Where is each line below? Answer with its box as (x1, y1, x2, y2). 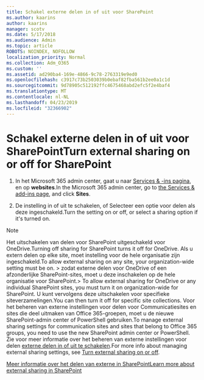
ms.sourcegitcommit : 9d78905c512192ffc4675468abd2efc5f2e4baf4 (6, 83, 171, 89)
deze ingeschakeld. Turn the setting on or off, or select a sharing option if (15, 208, 198, 216)
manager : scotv (6, 26, 45, 32)
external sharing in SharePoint (6, 367, 82, 375)
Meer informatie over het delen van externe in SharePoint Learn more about (6, 361, 195, 368)
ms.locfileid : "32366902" (6, 105, 72, 111)
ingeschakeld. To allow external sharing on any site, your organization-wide (6, 258, 194, 266)
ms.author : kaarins (6, 15, 56, 21)
